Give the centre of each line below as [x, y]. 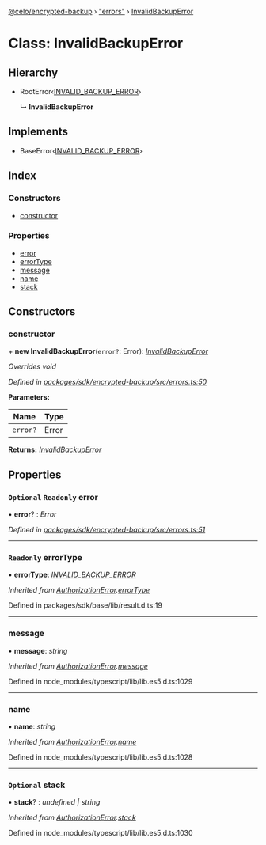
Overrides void [32, 366]
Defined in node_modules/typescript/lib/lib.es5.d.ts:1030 [101, 833]
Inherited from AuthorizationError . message [78, 666]
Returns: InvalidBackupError [55, 449]
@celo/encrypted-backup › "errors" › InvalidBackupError [101, 11]
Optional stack [37, 785]
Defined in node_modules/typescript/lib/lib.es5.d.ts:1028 [101, 757]
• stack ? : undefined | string [54, 802]
